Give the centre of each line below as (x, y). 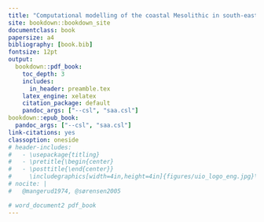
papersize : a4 (31, 37)
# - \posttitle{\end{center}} (61, 169)
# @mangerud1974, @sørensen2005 (65, 191)
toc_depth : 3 (44, 74)
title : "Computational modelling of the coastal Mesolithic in (114, 15)
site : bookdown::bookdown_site (59, 23)
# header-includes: (40, 147)
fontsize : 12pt (33, 52)
